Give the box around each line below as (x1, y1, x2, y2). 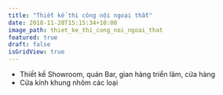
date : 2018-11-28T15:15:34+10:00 (8, 19, 118, 27)
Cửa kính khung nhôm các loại (19, 78, 119, 87)
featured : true (8, 33, 58, 42)
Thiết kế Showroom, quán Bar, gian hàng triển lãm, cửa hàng (19, 70, 216, 79)
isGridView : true (8, 48, 65, 56)
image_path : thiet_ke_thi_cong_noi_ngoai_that (8, 26, 163, 34)
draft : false (8, 41, 51, 49)
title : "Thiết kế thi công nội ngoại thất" (8, 11, 153, 20)
